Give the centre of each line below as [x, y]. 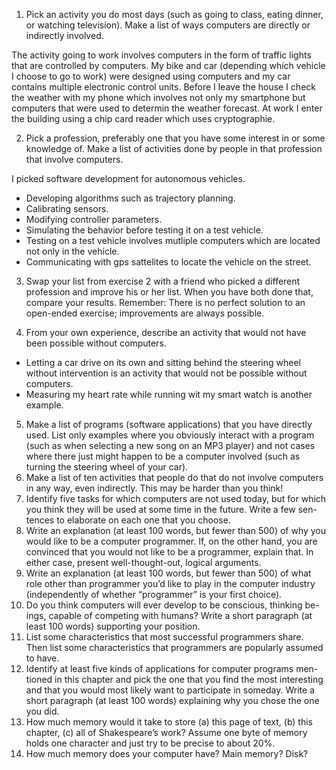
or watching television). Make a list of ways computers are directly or [168, 25]
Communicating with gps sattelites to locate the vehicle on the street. [168, 262]
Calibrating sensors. [67, 208]
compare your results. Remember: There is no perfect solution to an [165, 302]
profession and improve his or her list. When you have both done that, [169, 292]
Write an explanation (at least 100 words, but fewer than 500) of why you [176, 530]
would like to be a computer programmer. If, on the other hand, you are [171, 541]
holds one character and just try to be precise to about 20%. [150, 743]
